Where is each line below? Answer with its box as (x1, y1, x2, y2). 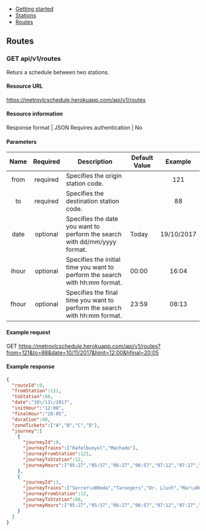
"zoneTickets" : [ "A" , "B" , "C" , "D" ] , (12, 422, 100, 428)
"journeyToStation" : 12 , (22, 456, 84, 463)
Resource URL (6, 82, 44, 90)
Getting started (15, 6, 54, 12)
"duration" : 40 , (12, 416, 51, 423)
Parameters (6, 138, 37, 145)
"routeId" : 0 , (12, 382, 45, 388)
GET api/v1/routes (6, 55, 61, 63)
